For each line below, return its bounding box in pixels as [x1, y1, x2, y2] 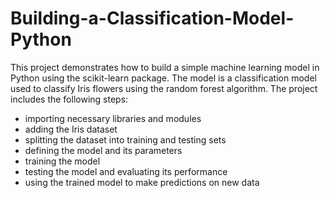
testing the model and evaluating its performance [24, 165, 228, 177]
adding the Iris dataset [24, 123, 118, 135]
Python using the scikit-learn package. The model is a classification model [10, 72, 317, 84]
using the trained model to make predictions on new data [24, 176, 260, 188]
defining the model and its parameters [24, 144, 183, 156]
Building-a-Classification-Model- [10, 7, 295, 30]
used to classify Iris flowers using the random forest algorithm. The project [10, 82, 318, 94]
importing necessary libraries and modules [24, 112, 202, 124]
